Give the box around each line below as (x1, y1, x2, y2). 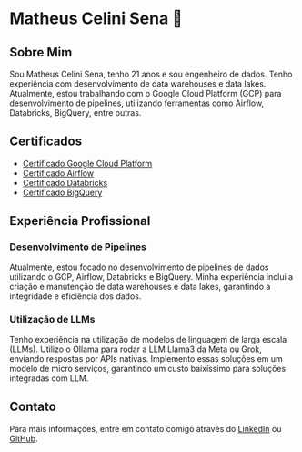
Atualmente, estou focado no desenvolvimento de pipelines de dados (9, 262, 269, 272)
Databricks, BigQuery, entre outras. (9, 108, 142, 118)
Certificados (9, 134, 83, 149)
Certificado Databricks (22, 177, 108, 188)
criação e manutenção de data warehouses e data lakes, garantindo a (9, 281, 271, 292)
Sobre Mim (9, 45, 73, 60)
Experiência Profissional (9, 213, 151, 229)
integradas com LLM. (9, 373, 89, 384)
